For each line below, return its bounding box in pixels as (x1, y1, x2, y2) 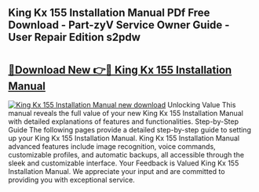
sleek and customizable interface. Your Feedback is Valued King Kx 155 (8, 158, 239, 168)
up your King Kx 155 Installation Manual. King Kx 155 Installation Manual (8, 133, 240, 143)
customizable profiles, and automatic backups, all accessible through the (8, 150, 245, 159)
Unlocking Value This (167, 100, 236, 109)
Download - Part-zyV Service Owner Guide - (8, 19, 230, 32)
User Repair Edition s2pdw (8, 31, 141, 44)
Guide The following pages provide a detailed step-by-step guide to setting (8, 125, 251, 134)
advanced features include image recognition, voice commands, (8, 142, 216, 151)
